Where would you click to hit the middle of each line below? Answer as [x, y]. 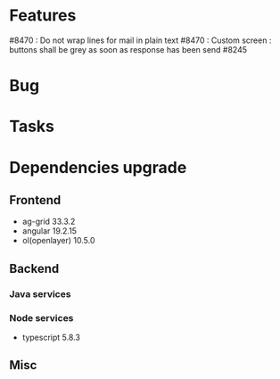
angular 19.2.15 [49, 231]
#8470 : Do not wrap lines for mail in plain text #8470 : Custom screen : [140, 40]
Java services [40, 293]
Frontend [35, 200]
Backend [34, 268]
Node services [41, 317]
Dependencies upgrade [98, 167]
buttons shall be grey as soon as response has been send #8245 [128, 49]
